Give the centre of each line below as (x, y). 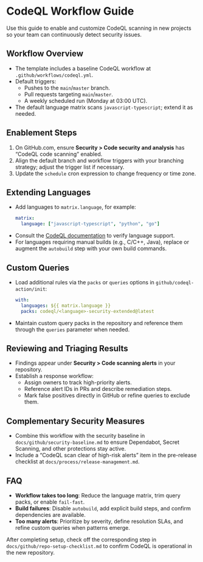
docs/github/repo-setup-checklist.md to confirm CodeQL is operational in (99, 546)
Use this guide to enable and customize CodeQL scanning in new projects (99, 28)
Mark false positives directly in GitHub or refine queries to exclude (107, 395)
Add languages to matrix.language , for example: (76, 207)
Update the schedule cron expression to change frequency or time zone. (105, 173)
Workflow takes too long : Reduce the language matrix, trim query (98, 495)
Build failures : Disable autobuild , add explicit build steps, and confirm (103, 508)
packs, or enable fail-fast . (50, 502)
